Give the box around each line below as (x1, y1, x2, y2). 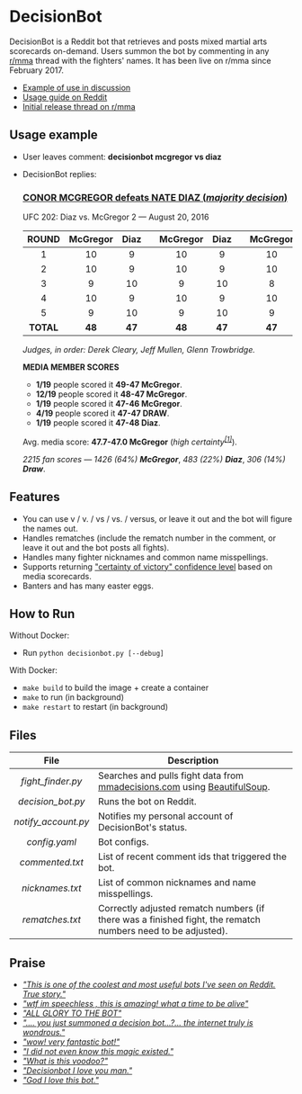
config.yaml (26, 836, 77, 848)
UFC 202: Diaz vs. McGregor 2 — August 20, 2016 (22, 211, 209, 222)
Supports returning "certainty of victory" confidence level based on (22, 560, 273, 572)
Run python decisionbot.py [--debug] (22, 648, 164, 659)
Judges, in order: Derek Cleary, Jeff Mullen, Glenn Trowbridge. (22, 345, 256, 355)
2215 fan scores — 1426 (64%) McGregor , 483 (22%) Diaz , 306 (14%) (22, 453, 286, 464)
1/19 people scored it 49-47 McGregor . (35, 380, 182, 390)
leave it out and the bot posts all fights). (22, 542, 170, 552)
